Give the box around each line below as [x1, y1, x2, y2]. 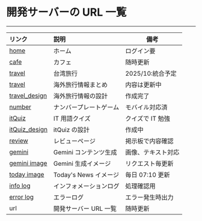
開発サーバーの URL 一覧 [6, 5, 127, 19]
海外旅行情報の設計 [53, 91, 108, 100]
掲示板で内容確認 [125, 136, 174, 145]
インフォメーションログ [53, 181, 120, 190]
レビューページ [53, 136, 96, 145]
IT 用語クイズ [53, 114, 91, 123]
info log [9, 181, 31, 190]
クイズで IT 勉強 [125, 114, 170, 123]
